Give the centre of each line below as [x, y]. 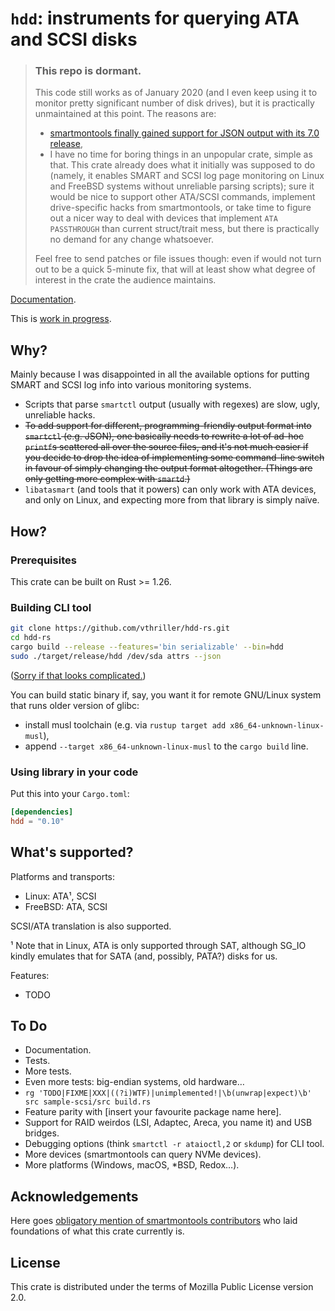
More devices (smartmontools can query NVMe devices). [143, 1154]
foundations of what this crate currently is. [97, 1231]
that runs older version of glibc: [75, 705]
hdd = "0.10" [37, 821]
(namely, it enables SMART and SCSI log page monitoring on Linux [187, 176]
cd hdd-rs [31, 638]
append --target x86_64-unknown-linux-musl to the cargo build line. [166, 746]
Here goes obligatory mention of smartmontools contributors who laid [154, 1221]
